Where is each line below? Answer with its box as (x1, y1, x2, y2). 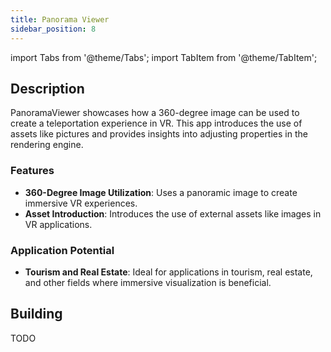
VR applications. (24, 218, 93, 230)
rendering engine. (10, 139, 84, 151)
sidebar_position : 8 (10, 24, 97, 34)
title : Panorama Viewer (10, 14, 110, 25)
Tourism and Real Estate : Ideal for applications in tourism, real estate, (24, 266, 313, 278)
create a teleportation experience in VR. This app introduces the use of (10, 117, 303, 130)
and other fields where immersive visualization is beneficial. (24, 276, 272, 288)
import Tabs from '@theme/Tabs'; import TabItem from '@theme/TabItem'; (10, 51, 318, 63)
